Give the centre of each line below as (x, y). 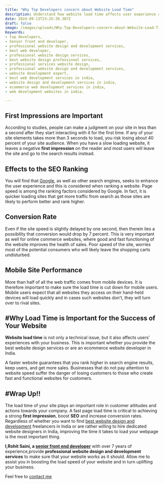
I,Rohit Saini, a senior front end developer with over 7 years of (69, 446)
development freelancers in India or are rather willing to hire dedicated (76, 426)
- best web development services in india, (50, 78)
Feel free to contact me (29, 477)
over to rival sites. (23, 303)
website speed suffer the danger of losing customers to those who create (79, 373)
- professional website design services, (48, 55)
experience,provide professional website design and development (73, 452)
